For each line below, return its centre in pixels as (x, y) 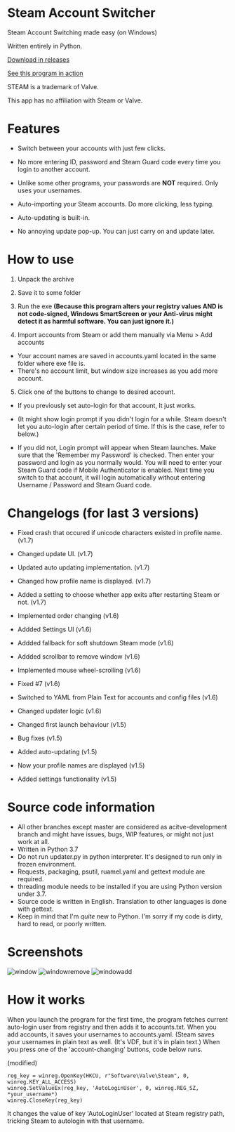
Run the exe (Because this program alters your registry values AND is (120, 306)
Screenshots (45, 952)
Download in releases (39, 59)
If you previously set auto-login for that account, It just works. (107, 405)
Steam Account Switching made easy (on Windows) (82, 32)
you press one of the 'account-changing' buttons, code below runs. (105, 1049)
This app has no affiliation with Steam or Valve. (75, 100)
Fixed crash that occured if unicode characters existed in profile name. (120, 532)
